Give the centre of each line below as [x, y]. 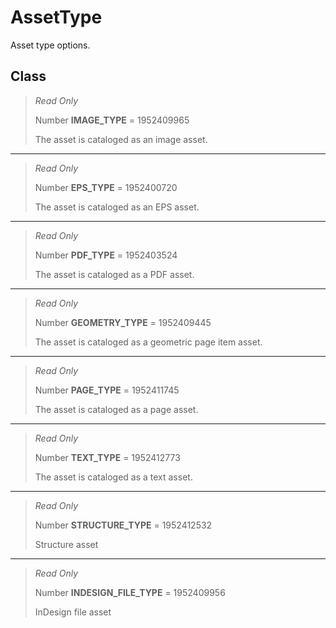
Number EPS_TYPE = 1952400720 [106, 187]
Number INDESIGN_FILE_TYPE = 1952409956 [130, 592]
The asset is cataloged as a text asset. [113, 477]
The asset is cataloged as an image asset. [121, 139]
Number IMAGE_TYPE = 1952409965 [112, 120]
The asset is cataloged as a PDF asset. [114, 274]
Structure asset [66, 544]
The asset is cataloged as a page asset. [116, 409]
